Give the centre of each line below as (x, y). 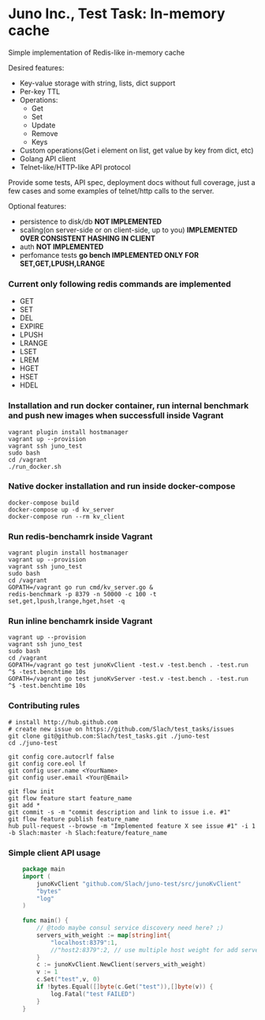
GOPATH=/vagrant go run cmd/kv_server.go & (81, 587)
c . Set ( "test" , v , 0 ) (69, 980)
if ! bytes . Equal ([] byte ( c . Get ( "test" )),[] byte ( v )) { (125, 987)
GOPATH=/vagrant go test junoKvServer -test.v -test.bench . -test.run (128, 679)
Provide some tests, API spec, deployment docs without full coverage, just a (132, 182)
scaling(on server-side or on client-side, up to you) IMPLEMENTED (129, 229)
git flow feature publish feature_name (74, 819)
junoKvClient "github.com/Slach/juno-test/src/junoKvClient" (139, 884)
